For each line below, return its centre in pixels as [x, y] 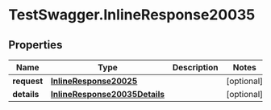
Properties [35, 45]
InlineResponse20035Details [108, 94]
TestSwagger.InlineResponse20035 [132, 15]
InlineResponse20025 [94, 81]
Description [195, 68]
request [28, 81]
